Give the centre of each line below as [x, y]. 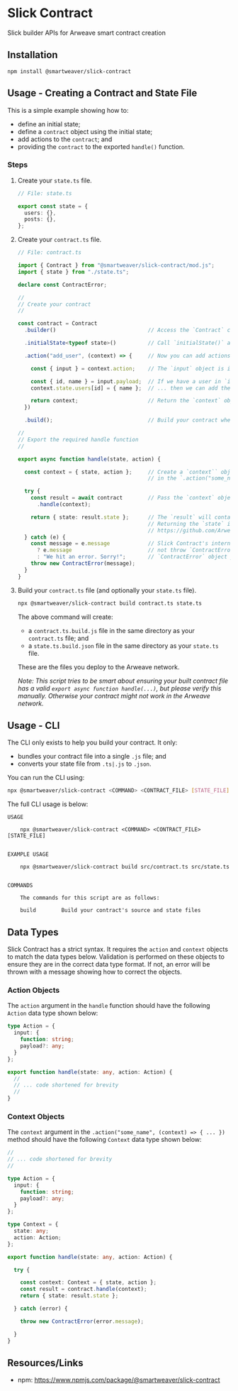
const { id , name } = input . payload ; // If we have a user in [126, 381]
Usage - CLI [34, 726]
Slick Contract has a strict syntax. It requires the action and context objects [118, 950]
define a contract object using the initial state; [85, 131]
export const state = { [53, 206]
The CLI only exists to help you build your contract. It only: [92, 742]
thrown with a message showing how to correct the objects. [95, 972]
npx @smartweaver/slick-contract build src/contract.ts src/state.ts [125, 867]
